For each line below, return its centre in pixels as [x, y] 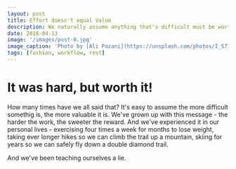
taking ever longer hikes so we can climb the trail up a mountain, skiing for [115, 137]
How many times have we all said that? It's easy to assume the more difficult [118, 107]
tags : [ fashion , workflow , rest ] [56, 53]
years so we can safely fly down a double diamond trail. [88, 144]
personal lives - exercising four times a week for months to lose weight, [111, 129]
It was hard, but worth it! [80, 88]
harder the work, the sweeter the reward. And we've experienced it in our [113, 122]
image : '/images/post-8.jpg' [50, 40]
